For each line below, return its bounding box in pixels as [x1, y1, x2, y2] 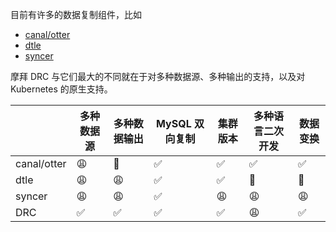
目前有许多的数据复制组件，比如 [10, 9, 142, 20]
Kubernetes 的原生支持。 [10, 83, 113, 95]
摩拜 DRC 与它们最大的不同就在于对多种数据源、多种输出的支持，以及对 [10, 71, 306, 82]
